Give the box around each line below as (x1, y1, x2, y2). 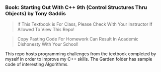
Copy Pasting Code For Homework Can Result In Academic (17, 36, 139, 42)
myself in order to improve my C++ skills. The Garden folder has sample (5, 56, 153, 62)
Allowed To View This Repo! (17, 27, 75, 33)
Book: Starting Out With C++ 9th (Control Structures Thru (5, 4, 148, 11)
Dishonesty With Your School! (17, 41, 79, 47)
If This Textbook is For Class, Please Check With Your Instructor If (17, 21, 153, 27)
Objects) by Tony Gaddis (5, 10, 66, 17)
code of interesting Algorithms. (5, 61, 69, 68)
